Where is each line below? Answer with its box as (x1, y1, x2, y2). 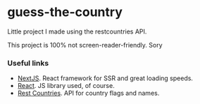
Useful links (7, 58, 49, 68)
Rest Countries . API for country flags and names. (17, 89, 160, 98)
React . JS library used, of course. (17, 82, 115, 90)
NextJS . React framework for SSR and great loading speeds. (17, 74, 194, 82)
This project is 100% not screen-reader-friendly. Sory (7, 40, 163, 49)
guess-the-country (7, 4, 123, 20)
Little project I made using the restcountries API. (7, 27, 147, 36)
